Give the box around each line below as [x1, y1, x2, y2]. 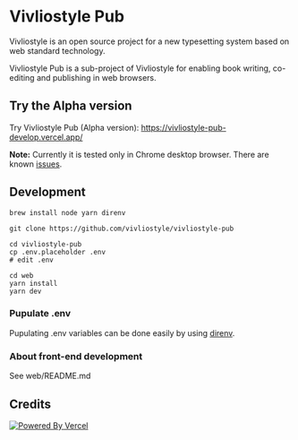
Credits [9, 396, 52, 411]
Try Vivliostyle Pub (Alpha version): [9, 122, 140, 133]
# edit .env [9, 255, 54, 264]
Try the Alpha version [9, 99, 132, 114]
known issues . [9, 159, 63, 169]
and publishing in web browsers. [36, 72, 157, 82]
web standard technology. [9, 45, 106, 56]
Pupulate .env [9, 307, 72, 320]
